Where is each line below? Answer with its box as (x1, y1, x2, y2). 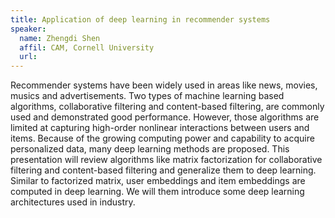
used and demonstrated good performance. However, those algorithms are (10, 111, 320, 123)
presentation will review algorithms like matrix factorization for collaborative (10, 154, 323, 166)
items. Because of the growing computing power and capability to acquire (10, 132, 315, 145)
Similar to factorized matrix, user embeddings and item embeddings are (10, 175, 306, 187)
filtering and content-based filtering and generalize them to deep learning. (10, 164, 317, 176)
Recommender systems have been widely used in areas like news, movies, (10, 79, 318, 91)
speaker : (10, 24, 47, 34)
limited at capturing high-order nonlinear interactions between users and (10, 122, 310, 134)
